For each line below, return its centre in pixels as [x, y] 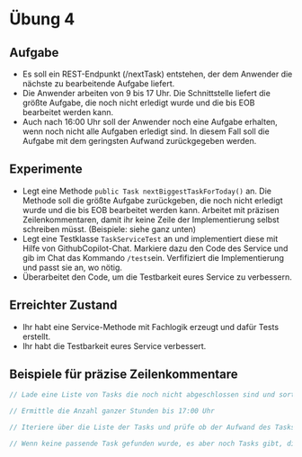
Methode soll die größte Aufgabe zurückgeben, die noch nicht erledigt [152, 200]
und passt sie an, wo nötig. [72, 267]
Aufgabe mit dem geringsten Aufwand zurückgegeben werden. [139, 141]
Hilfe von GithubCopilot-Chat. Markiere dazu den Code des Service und [155, 248]
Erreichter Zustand [63, 305]
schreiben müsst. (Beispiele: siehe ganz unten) [109, 228]
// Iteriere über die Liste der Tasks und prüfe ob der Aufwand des [140, 427]
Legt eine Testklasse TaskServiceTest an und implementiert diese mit [150, 238]
